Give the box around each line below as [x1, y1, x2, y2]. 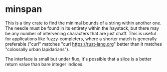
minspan [5, 3, 42, 15]
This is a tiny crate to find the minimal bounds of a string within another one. [5, 20, 162, 26]
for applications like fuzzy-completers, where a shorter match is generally [5, 36, 157, 42]
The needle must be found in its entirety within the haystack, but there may [5, 25, 160, 31]
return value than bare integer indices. [5, 61, 84, 67]
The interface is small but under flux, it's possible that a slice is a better [5, 56, 152, 62]
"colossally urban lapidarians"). [5, 46, 70, 52]
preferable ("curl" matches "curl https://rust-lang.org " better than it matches [5, 41, 162, 47]
